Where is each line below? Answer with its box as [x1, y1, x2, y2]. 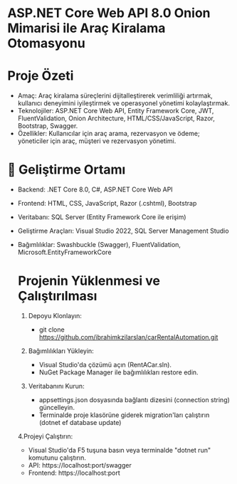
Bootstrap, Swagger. [17, 122, 78, 130]
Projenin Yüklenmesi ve [17, 273, 161, 289]
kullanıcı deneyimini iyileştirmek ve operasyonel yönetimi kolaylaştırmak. [17, 99, 230, 107]
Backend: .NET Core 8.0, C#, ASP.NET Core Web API [17, 185, 173, 194]
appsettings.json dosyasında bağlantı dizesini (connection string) [38, 396, 230, 404]
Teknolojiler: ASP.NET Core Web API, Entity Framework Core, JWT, [17, 107, 214, 115]
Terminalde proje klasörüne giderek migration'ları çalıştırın [38, 411, 210, 419]
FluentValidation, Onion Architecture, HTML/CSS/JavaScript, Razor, [17, 114, 215, 122]
